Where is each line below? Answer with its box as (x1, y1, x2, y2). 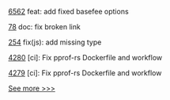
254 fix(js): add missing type (8, 37, 102, 47)
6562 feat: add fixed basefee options (8, 7, 129, 16)
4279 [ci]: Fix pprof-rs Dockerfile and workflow (8, 68, 162, 78)
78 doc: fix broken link (8, 22, 81, 31)
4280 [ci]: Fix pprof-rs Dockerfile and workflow (8, 53, 163, 62)
